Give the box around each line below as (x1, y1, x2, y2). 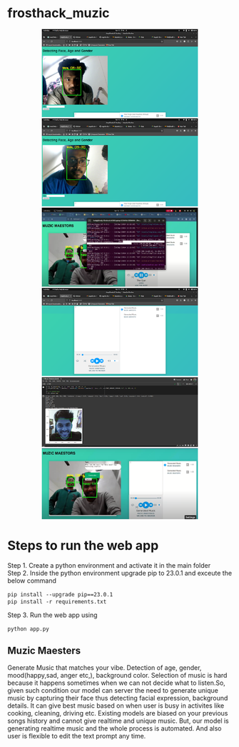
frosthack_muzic (7, 5, 110, 21)
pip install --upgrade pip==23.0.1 (7, 591, 113, 598)
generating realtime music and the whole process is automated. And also (7, 724, 223, 733)
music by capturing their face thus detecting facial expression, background (7, 694, 228, 703)
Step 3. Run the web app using (7, 611, 98, 619)
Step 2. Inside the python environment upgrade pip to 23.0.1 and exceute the (7, 568, 233, 577)
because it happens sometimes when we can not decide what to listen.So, (7, 678, 226, 687)
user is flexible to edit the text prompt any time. (7, 732, 146, 741)
